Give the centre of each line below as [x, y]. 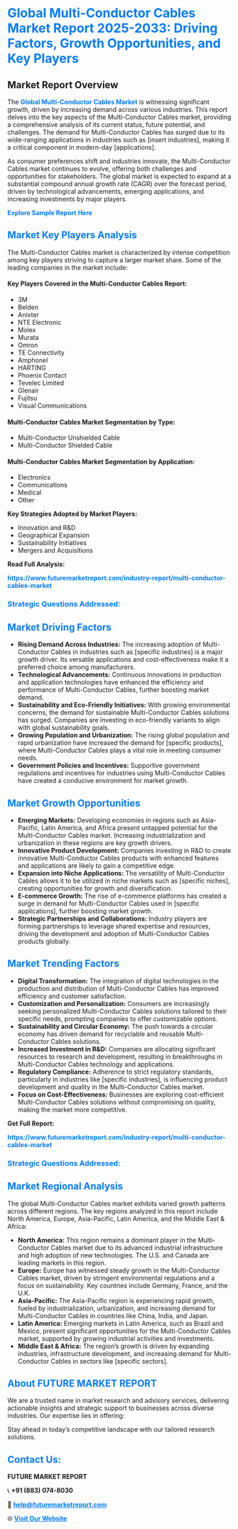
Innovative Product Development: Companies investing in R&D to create [124, 850]
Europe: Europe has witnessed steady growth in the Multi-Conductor [119, 1270]
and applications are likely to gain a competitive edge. [96, 865]
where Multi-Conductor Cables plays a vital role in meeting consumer [119, 750]
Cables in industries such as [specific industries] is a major [137, 652]
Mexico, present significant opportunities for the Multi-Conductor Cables [124, 1331]
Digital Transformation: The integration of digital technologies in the [118, 980]
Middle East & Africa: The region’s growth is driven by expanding [113, 1346]
